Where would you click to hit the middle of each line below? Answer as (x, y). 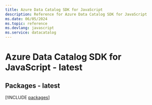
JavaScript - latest (44, 68)
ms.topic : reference (26, 23)
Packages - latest (33, 86)
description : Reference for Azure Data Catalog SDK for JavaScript (76, 14)
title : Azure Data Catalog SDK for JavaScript (54, 10)
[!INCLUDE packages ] (27, 97)
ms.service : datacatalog (31, 33)
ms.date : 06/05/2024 (26, 19)
